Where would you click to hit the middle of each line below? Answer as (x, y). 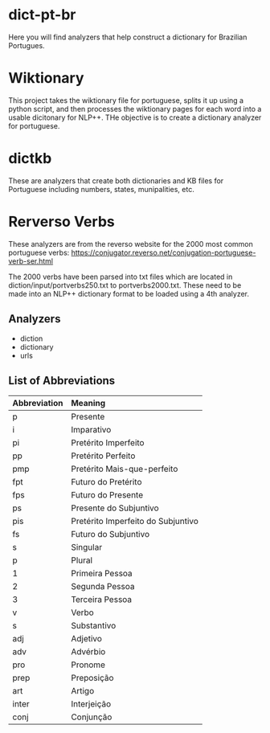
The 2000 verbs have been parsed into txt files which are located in (121, 276)
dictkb (30, 159)
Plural (82, 560)
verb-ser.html (31, 261)
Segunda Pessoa (103, 587)
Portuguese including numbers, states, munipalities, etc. (101, 189)
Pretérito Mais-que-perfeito (125, 469)
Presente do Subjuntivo (115, 508)
